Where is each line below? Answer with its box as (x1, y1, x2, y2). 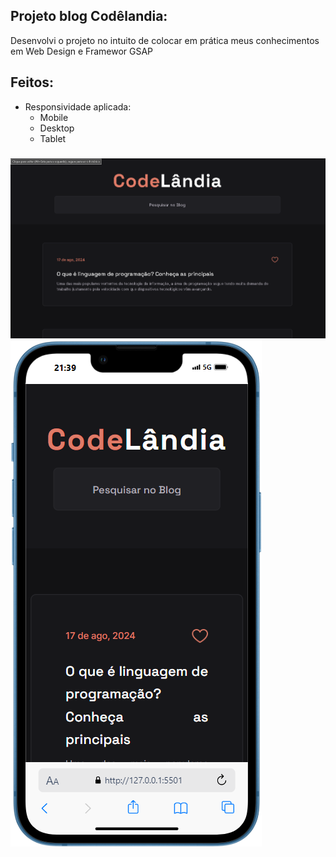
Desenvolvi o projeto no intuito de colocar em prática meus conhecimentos (10, 34, 320, 46)
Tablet (39, 132, 67, 144)
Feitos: (10, 74, 55, 91)
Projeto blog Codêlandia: (10, 8, 168, 25)
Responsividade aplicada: (24, 100, 132, 113)
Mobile (39, 111, 69, 123)
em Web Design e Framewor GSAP (10, 45, 154, 57)
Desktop (39, 122, 75, 134)
